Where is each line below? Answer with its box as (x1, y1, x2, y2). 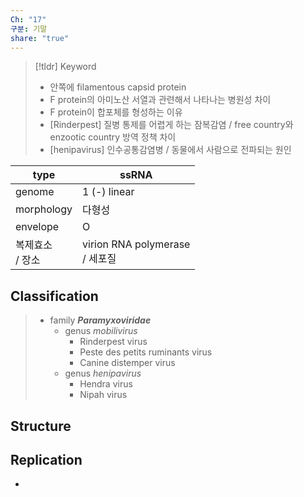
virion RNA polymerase (82, 237, 191, 251)
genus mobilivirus (64, 325, 138, 337)
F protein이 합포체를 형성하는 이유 (49, 106, 183, 118)
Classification (10, 287, 99, 305)
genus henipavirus (64, 367, 142, 380)
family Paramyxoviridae (49, 314, 152, 326)
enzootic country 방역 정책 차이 (49, 131, 177, 143)
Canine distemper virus (79, 357, 176, 369)
